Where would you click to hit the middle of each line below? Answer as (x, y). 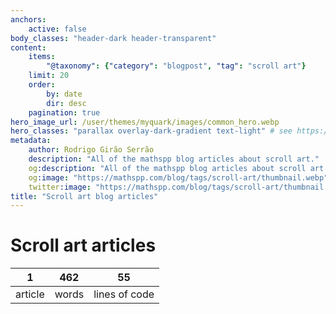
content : (28, 47)
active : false (57, 29)
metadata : (31, 141)
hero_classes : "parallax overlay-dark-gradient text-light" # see (151, 131)
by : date (64, 94)
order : (42, 85)
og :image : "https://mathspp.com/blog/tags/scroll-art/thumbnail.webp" (178, 177)
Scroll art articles (83, 245)
